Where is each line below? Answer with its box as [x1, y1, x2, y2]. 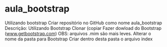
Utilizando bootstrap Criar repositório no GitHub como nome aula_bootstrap [5, 20, 162, 26]
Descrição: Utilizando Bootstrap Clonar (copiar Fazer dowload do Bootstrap [5, 25, 162, 31]
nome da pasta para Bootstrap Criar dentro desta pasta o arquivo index [5, 36, 153, 42]
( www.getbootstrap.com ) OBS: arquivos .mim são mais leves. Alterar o [5, 30, 151, 36]
